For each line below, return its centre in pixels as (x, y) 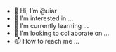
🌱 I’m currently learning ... (51, 26)
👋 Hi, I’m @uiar (36, 11)
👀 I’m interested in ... (44, 18)
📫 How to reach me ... (46, 41)
